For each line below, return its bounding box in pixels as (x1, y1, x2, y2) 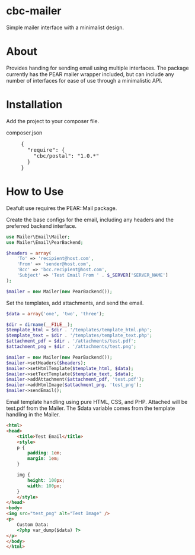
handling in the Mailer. (6, 411, 60, 418)
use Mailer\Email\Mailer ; (6, 234, 70, 240)
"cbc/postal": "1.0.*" (33, 152, 100, 159)
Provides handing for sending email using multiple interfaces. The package (6, 64, 189, 71)
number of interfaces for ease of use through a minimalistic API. (6, 77, 162, 84)
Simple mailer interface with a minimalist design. (6, 24, 124, 31)
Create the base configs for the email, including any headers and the (6, 216, 174, 223)
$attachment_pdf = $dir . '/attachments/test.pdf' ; (6, 338, 136, 344)
